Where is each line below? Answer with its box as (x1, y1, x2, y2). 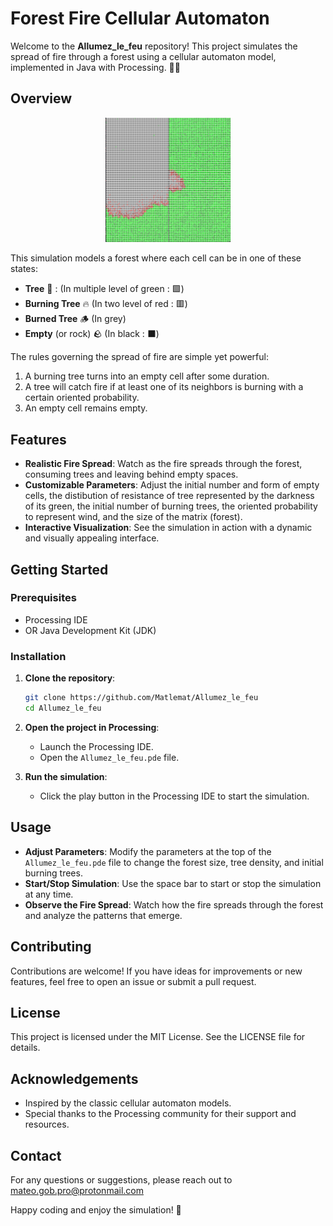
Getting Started (10, 561, 109, 578)
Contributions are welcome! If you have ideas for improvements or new (10, 965, 303, 977)
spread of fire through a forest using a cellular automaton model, (10, 50, 277, 62)
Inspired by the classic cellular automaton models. (24, 1097, 232, 1109)
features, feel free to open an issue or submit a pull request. (10, 975, 257, 987)
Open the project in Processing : (24, 721, 160, 733)
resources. (24, 1118, 70, 1131)
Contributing (10, 938, 92, 956)
